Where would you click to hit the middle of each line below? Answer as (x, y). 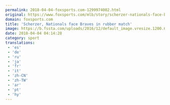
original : (16, 15)
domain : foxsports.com (29, 19)
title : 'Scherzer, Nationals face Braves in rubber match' (69, 24)
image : (12, 29)
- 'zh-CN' (18, 76)
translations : (20, 43)
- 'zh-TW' (18, 80)
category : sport (22, 38)
